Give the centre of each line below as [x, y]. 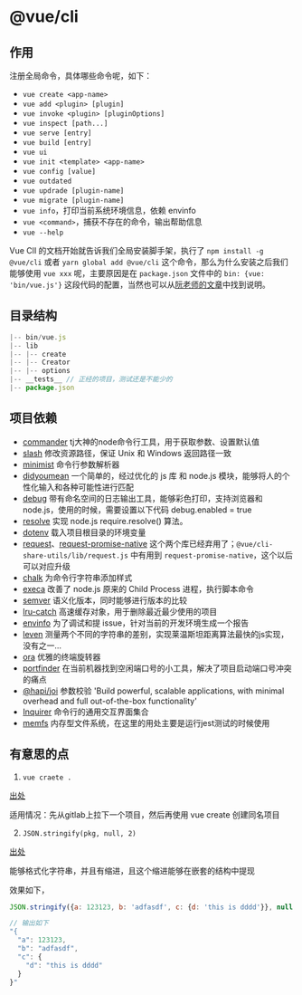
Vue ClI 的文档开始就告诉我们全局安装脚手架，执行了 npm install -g [137, 250]
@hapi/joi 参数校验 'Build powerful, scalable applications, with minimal [153, 691]
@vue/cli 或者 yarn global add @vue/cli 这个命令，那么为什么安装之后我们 [149, 262]
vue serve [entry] [57, 133]
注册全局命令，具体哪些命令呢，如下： [80, 76]
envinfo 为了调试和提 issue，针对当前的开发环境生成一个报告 [136, 623]
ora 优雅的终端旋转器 [61, 656]
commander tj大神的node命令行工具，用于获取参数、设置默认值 [141, 442]
